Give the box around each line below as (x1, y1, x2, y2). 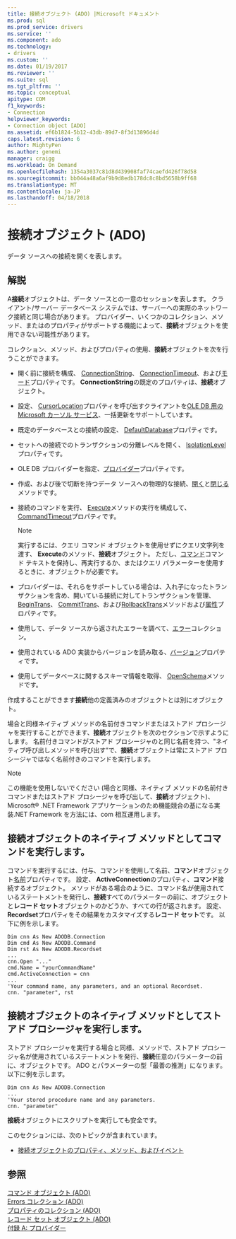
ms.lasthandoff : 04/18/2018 (7, 194, 90, 202)
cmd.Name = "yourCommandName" (7, 964, 97, 971)
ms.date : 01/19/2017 (7, 63, 68, 70)
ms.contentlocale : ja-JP (7, 188, 80, 195)
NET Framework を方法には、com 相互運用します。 (15, 810, 164, 818)
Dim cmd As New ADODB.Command (7, 939, 97, 946)
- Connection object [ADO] (7, 122, 87, 129)
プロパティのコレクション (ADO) (7, 1206, 101, 1215)
